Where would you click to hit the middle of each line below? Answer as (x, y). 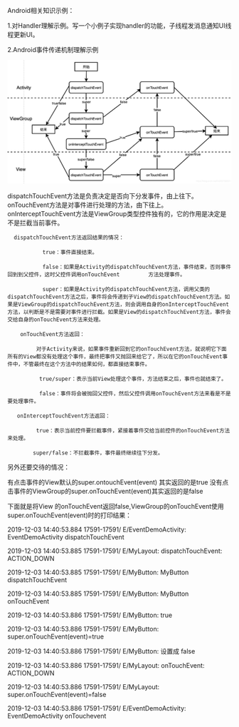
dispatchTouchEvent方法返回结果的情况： (69, 238)
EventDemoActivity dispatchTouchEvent (66, 537)
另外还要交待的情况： (38, 467)
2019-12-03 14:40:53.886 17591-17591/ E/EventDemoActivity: (97, 708)
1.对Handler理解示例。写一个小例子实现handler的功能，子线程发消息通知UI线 (119, 26)
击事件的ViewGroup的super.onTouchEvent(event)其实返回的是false (105, 492)
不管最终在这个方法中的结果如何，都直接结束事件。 (87, 365)
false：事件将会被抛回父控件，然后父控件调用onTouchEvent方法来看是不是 (135, 394)
